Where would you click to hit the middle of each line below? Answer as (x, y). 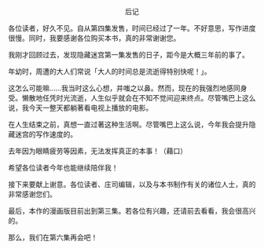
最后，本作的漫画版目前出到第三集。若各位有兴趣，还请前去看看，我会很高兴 (132, 211)
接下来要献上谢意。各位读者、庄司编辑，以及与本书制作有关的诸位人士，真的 (132, 184)
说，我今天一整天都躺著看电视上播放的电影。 (81, 108)
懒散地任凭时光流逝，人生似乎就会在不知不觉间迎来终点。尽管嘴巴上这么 (139, 98)
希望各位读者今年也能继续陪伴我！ (63, 168)
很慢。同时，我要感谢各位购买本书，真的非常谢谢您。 (94, 38)
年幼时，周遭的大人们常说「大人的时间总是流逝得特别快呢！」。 (110, 71)
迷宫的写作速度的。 (46, 134)
